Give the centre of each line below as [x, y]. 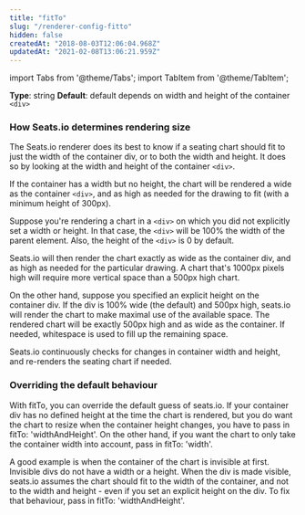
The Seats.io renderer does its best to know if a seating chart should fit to [147, 147]
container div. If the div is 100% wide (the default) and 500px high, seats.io [150, 305]
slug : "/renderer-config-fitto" [71, 26]
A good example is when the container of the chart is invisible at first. [140, 461]
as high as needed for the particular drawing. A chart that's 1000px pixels [147, 268]
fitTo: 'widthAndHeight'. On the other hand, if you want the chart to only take [152, 434]
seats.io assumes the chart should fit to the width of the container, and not [149, 481]
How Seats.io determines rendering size [100, 127]
